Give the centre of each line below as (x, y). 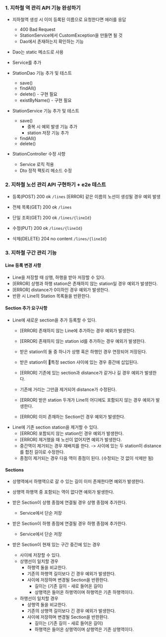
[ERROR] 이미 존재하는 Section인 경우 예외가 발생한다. (72, 417)
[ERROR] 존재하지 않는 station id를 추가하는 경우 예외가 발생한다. (83, 341)
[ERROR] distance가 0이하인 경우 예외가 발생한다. (61, 290)
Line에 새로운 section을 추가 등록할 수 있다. (54, 320)
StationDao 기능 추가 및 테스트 (42, 73)
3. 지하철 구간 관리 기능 (31, 253)
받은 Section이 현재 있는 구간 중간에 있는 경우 (56, 545)
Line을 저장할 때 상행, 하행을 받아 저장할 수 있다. (59, 277)
